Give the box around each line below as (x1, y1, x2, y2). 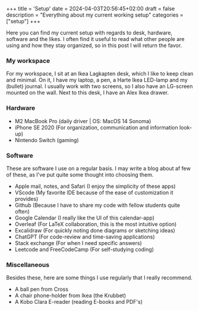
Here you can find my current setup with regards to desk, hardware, (6, 29, 173, 36)
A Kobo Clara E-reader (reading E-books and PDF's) (14, 299, 143, 306)
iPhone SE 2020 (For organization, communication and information (14, 124, 178, 131)
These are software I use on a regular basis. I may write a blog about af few (6, 165, 191, 172)
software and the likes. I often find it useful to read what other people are (6, 36, 185, 42)
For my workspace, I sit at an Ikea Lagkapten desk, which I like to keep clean (6, 70, 194, 77)
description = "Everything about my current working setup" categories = (6, 11, 184, 18)
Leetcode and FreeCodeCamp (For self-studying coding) (14, 246, 154, 253)
